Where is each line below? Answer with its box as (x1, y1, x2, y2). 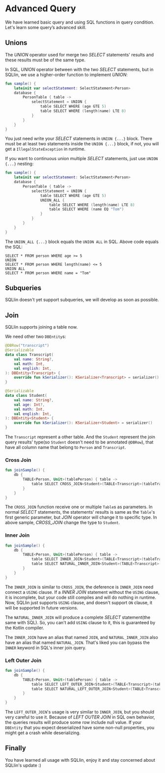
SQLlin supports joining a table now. (5, 324, 78, 330)
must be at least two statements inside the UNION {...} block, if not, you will (5, 141, 159, 147)
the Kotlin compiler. (5, 625, 44, 631)
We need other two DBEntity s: (5, 333, 66, 339)
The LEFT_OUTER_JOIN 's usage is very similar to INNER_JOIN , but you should (5, 709, 155, 715)
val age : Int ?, (14, 402, 45, 407)
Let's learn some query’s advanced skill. (5, 24, 87, 30)
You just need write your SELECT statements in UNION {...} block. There (5, 136, 152, 141)
